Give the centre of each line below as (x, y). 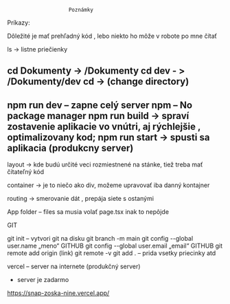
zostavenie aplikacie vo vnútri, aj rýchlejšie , (104, 126)
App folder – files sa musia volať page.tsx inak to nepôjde (88, 212)
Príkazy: (19, 23)
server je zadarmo (43, 280)
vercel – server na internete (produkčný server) (74, 267)
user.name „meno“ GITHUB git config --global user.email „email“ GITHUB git (115, 246)
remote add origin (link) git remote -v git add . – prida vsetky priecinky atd (112, 253)
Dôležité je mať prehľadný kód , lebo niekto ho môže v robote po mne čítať (112, 36)
